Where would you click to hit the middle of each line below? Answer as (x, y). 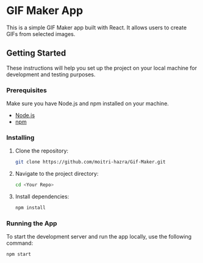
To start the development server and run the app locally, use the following (99, 237)
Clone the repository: (42, 151)
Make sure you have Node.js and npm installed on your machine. (88, 104)
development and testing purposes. (51, 74)
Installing (20, 137)
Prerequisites (27, 90)
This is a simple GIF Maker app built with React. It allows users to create (97, 27)
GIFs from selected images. (41, 34)
